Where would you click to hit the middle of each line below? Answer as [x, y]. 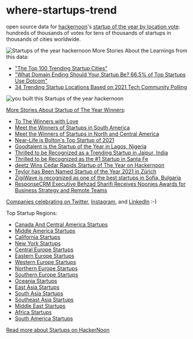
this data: [17, 57]
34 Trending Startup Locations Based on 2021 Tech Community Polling [101, 87]
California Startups [37, 237]
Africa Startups [33, 312]
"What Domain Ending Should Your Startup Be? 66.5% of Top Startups [100, 74]
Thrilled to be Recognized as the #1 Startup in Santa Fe [81, 159]
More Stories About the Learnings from [140, 50]
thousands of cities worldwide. [43, 39]
